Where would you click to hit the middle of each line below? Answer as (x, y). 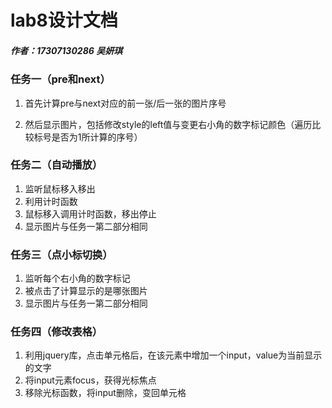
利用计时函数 (51, 201)
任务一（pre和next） (60, 79)
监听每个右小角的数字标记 (77, 278)
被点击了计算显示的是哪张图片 (86, 291)
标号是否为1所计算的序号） (88, 137)
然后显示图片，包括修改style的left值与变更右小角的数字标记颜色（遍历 (168, 124)
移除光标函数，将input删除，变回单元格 (105, 393)
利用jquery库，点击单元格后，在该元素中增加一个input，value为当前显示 (173, 355)
